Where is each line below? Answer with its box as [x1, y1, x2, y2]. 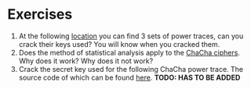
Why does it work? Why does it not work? [18, 56, 154, 66]
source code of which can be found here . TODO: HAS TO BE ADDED [18, 73, 241, 82]
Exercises [7, 5, 73, 23]
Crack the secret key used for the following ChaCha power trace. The [18, 64, 244, 73]
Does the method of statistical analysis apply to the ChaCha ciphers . [18, 48, 241, 57]
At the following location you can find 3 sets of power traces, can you [18, 31, 244, 41]
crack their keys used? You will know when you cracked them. [18, 39, 220, 48]
